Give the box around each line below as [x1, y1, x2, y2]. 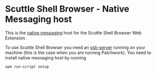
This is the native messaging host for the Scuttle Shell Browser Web [5, 30, 142, 36]
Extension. [5, 35, 26, 41]
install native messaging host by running [5, 55, 87, 60]
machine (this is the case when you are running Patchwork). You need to [5, 50, 152, 55]
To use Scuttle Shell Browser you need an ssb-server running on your [5, 44, 146, 50]
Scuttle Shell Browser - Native [5, 3, 130, 15]
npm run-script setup [5, 64, 49, 69]
